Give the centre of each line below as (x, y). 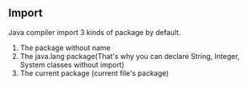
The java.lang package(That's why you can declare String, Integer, (130, 56)
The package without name (65, 48)
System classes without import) (72, 64)
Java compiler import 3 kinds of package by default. (95, 32)
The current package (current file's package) (94, 73)
